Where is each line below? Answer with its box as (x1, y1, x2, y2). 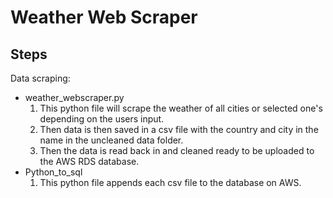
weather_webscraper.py (24, 92, 125, 103)
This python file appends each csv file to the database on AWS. (39, 177, 302, 188)
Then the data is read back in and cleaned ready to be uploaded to (39, 145, 315, 156)
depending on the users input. (39, 113, 165, 125)
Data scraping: (10, 72, 71, 84)
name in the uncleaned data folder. (39, 134, 184, 146)
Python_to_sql (24, 166, 83, 178)
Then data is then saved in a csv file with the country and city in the (39, 124, 319, 135)
